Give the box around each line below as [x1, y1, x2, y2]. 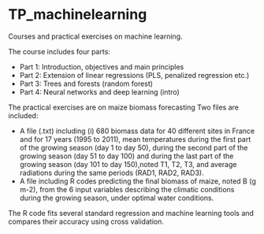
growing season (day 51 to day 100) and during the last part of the [19, 151, 234, 161]
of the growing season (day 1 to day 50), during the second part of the [19, 143, 248, 152]
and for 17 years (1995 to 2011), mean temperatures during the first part [19, 134, 251, 143]
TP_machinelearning [8, 6, 147, 24]
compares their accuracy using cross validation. [8, 217, 164, 226]
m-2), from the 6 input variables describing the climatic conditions [19, 184, 235, 194]
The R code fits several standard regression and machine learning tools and [8, 208, 255, 217]
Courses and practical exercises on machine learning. [8, 32, 183, 41]
